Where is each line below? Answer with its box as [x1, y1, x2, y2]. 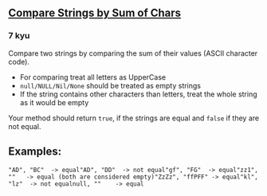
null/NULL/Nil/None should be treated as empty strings [19, 80, 202, 90]
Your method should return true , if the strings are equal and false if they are [8, 113, 260, 123]
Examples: [8, 145, 62, 159]
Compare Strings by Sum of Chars [8, 6, 182, 20]
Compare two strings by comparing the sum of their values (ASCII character [8, 48, 258, 58]
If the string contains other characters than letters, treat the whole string [19, 89, 257, 99]
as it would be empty [19, 97, 89, 107]
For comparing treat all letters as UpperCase [19, 72, 166, 82]
